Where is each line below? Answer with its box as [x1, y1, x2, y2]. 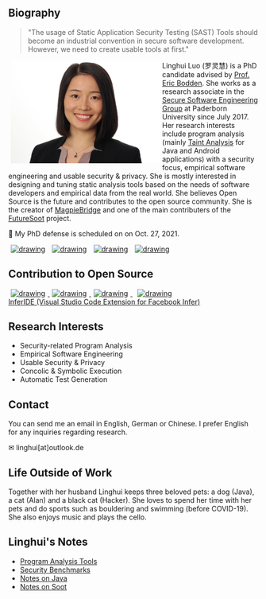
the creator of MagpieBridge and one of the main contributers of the [8, 204, 232, 214]
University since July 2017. [162, 111, 249, 122]
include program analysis [162, 129, 245, 138]
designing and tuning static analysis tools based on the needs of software [8, 179, 250, 189]
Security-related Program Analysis [19, 341, 133, 351]
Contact [8, 398, 49, 411]
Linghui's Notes [8, 535, 89, 549]
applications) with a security [162, 154, 255, 164]
